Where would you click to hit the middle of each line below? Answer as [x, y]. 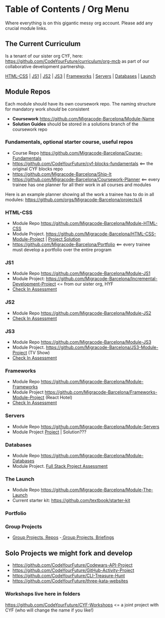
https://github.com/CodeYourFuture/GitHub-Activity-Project [73, 570]
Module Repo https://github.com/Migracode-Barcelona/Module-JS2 [82, 313]
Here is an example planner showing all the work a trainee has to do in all [80, 194]
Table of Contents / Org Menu [67, 9]
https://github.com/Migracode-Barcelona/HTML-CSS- [101, 234]
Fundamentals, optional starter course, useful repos [69, 142]
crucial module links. [26, 28]
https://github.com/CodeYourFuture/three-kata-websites [70, 581]
